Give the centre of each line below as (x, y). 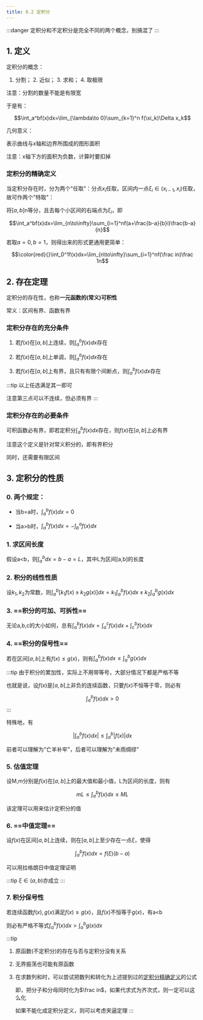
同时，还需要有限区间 (33, 457)
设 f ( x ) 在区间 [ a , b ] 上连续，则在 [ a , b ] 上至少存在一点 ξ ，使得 (79, 840)
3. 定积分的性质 (35, 478)
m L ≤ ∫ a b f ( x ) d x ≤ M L (102, 794)
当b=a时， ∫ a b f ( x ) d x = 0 (45, 512)
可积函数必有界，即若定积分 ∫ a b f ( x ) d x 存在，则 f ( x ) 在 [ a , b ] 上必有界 (87, 430)
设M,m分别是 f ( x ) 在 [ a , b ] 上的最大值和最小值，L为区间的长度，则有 (88, 781)
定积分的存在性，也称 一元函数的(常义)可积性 (62, 298)
